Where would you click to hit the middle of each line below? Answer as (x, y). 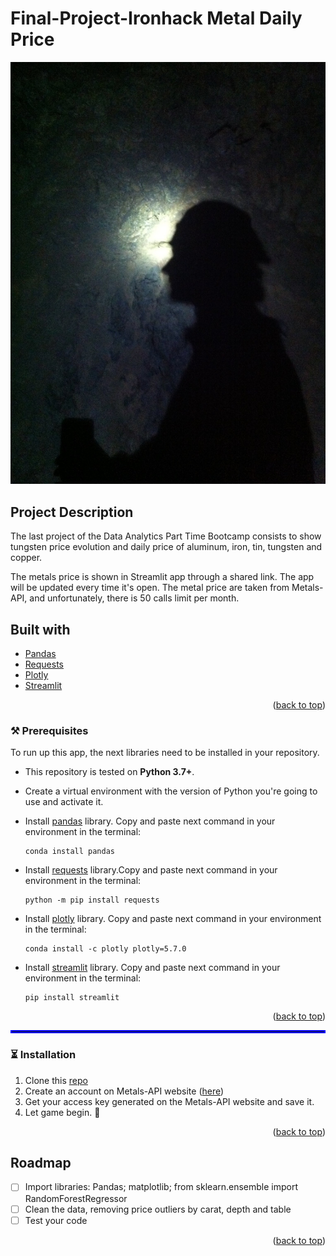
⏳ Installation (43, 1055)
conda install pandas (69, 852)
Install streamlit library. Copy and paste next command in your (152, 968)
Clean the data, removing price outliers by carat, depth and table (158, 1209)
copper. (26, 558)
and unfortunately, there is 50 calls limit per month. (134, 598)
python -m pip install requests (92, 900)
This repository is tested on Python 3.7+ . (109, 772)
